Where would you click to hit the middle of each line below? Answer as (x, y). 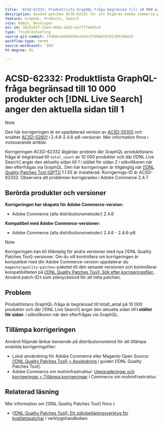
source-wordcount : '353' (30, 46)
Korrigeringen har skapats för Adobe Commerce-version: (64, 205)
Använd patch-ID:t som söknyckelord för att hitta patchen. (63, 278)
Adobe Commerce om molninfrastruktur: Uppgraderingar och (73, 371)
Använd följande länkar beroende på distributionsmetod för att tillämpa (76, 341)
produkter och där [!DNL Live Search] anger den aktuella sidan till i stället (78, 310)
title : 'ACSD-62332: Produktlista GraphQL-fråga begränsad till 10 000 (79, 9)
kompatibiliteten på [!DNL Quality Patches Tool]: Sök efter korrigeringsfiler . (81, 272)
